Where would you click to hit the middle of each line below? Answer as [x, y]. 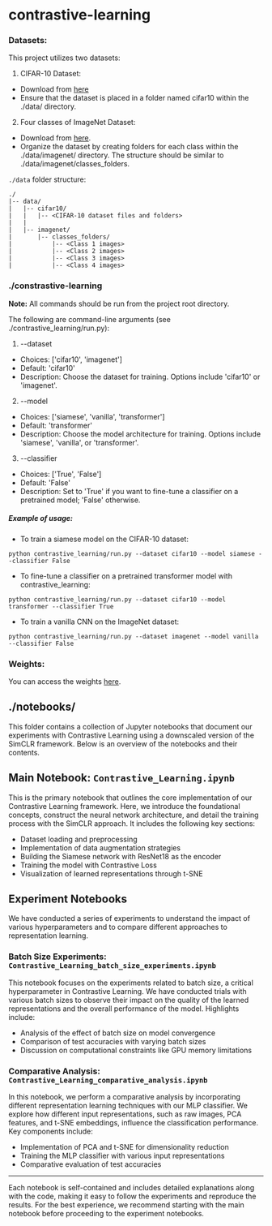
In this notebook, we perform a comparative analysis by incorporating [125, 1097]
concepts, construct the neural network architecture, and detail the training [134, 815]
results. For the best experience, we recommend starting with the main [126, 1205]
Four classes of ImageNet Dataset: [78, 123]
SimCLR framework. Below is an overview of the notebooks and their [123, 743]
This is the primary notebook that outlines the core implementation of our [130, 798]
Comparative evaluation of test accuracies [91, 1164]
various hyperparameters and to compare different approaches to [118, 927]
